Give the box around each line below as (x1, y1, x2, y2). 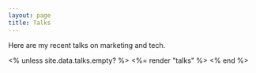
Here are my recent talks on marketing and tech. (8, 40, 166, 49)
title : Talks (8, 19, 51, 27)
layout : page (8, 11, 51, 20)
